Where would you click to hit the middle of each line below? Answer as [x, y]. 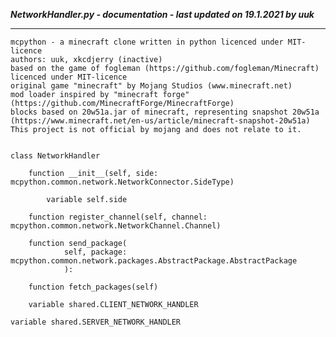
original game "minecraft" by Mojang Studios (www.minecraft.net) [151, 86]
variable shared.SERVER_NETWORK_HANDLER [96, 322]
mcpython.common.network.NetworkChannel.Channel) [116, 226]
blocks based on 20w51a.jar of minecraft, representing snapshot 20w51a [165, 112]
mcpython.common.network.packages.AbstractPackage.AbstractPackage [154, 261]
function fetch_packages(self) [93, 287]
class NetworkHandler [55, 156]
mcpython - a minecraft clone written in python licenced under [147, 42]
